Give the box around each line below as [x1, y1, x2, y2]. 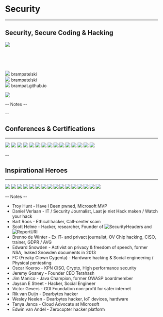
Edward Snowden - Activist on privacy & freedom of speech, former [12, 245, 148, 250]
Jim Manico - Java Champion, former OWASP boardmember [12, 276, 133, 282]
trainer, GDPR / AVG [12, 239, 52, 245]
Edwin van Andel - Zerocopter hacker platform [12, 306, 105, 312]
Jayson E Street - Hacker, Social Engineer [12, 281, 96, 286]
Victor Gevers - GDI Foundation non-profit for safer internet [12, 286, 131, 292]
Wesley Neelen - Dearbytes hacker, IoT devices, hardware [12, 296, 129, 302]
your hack [12, 213, 33, 219]
